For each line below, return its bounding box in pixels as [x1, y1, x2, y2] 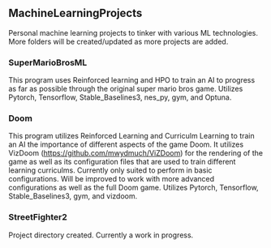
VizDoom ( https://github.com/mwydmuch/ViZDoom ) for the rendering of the [8, 148, 264, 158]
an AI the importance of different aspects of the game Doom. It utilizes [8, 139, 244, 149]
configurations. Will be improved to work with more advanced [8, 174, 215, 184]
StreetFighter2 [8, 212, 67, 223]
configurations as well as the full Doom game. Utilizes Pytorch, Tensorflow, [8, 182, 259, 193]
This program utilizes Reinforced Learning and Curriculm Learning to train [8, 131, 256, 141]
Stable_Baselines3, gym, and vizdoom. [8, 191, 138, 201]
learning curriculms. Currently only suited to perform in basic [8, 165, 213, 175]
